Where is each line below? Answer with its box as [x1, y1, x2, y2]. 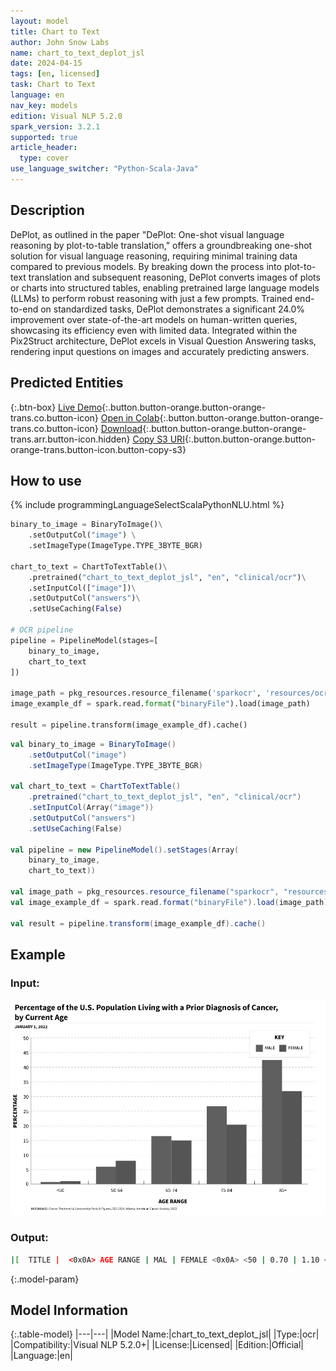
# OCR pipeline [10, 625, 74, 635]
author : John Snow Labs [10, 37, 110, 47]
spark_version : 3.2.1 [10, 121, 101, 132]
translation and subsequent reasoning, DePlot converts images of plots [28, 271, 321, 283]
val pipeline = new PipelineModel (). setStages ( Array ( [10, 845, 240, 855]
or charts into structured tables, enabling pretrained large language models [10, 281, 320, 294]
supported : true [10, 132, 78, 142]
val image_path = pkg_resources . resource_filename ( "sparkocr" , [10, 887, 280, 897]
